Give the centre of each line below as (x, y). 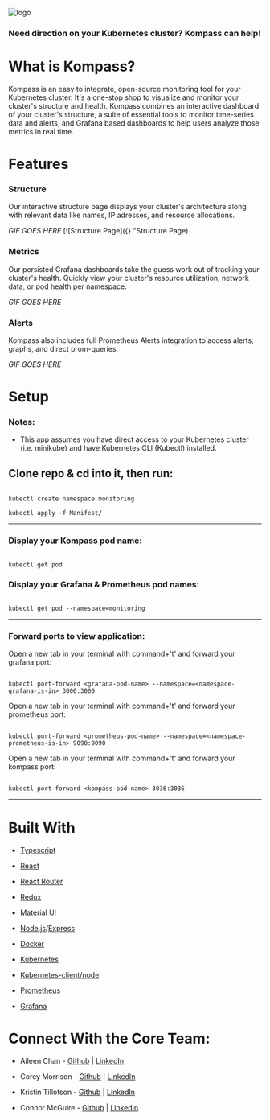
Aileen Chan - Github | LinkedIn (72, 1061)
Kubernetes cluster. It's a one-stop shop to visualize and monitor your (124, 97)
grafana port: (30, 662)
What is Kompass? (72, 66)
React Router (41, 882)
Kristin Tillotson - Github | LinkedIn (77, 1092)
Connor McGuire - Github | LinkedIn (79, 1108)
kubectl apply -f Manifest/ (55, 513)
